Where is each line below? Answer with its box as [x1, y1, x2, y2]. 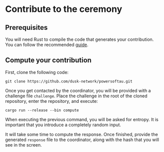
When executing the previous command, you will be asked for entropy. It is [5, 116, 159, 122]
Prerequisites [5, 23, 48, 32]
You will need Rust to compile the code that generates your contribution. [5, 36, 154, 42]
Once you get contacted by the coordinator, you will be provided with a [5, 87, 151, 93]
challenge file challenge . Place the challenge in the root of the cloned [5, 93, 148, 99]
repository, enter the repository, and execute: [5, 98, 98, 104]
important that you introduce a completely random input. [5, 122, 121, 128]
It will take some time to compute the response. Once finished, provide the [5, 131, 159, 137]
